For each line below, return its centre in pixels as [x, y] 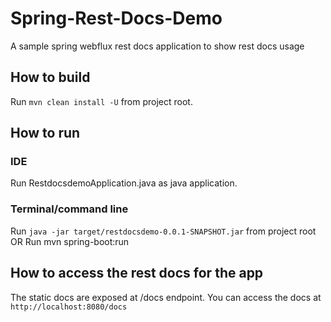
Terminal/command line [69, 209]
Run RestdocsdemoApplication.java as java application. [124, 183]
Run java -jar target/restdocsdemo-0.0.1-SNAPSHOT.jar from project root [163, 231]
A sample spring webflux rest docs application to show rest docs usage [157, 46]
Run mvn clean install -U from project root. [101, 101]
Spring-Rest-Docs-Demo [116, 18]
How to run [45, 133]
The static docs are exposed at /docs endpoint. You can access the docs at [166, 297]
